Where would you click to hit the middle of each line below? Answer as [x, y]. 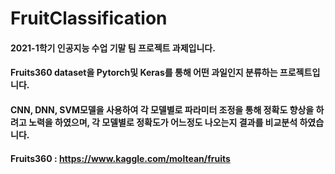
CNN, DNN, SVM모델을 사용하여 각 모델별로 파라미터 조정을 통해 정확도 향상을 [162, 109]
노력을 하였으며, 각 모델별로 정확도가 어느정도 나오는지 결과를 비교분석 [163, 122]
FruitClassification [89, 18]
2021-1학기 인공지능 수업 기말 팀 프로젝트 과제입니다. [113, 48]
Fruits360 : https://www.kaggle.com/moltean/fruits [120, 158]
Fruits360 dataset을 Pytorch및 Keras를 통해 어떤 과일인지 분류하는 [144, 73]
